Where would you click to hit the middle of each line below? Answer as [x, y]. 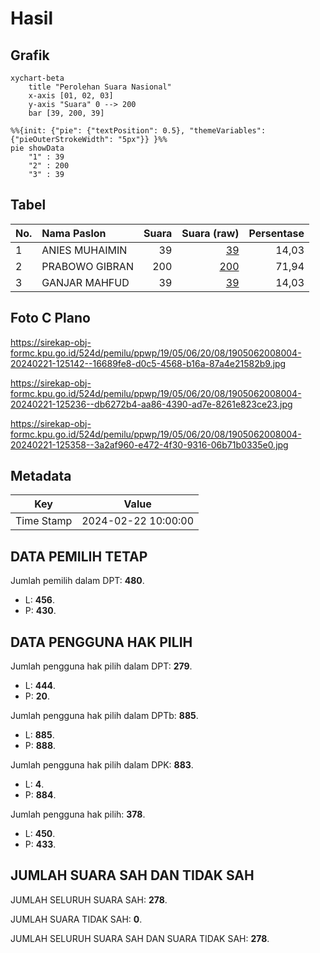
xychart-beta [37, 78]
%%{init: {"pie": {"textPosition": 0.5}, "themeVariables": [138, 131]
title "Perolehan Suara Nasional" [100, 87]
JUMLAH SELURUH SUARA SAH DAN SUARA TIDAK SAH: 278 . [140, 938]
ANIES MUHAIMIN [84, 250]
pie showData [37, 148]
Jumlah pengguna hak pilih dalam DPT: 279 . [101, 666]
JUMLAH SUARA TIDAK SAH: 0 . [76, 919]
